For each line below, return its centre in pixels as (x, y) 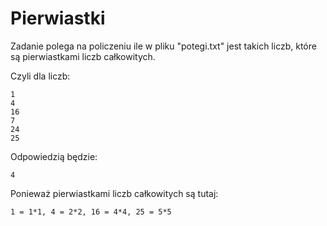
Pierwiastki (58, 18)
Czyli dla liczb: (40, 76)
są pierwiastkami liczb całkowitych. (83, 56)
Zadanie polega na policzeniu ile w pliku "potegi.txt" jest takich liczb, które (163, 46)
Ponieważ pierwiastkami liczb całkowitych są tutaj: (114, 193)
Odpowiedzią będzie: (54, 156)
